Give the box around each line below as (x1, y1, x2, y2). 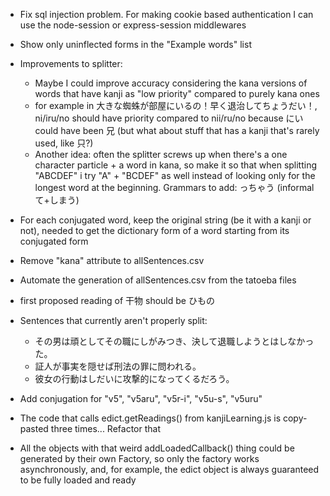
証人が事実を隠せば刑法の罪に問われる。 (34, 360, 202, 372)
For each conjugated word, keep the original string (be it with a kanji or (19, 214, 312, 226)
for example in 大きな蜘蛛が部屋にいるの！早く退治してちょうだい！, (34, 100, 318, 111)
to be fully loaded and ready (19, 474, 137, 486)
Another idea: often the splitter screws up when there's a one (34, 149, 288, 160)
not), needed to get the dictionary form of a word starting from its (19, 225, 290, 236)
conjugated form (19, 235, 89, 247)
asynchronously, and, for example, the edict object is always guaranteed (19, 464, 320, 475)
